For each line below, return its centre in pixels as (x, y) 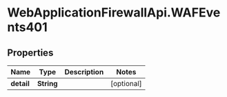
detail (20, 84)
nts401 (28, 27)
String (47, 84)
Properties (30, 53)
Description (84, 72)
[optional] (126, 84)
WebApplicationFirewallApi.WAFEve (114, 13)
